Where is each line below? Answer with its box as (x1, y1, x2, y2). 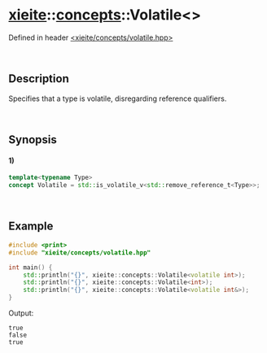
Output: (8, 308, 34, 318)
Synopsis (8, 133, 57, 147)
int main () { (8, 263, 53, 272)
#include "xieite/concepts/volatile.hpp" (8, 248, 151, 257)
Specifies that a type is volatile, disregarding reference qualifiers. (8, 94, 227, 103)
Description (8, 72, 69, 86)
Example (8, 220, 54, 233)
